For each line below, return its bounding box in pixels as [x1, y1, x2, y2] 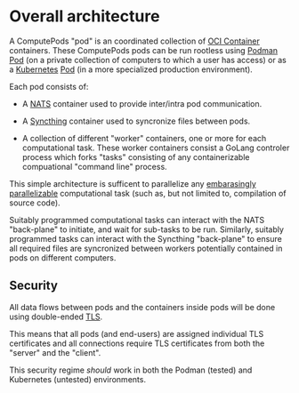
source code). [9, 197, 61, 208]
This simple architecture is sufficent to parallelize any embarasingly [9, 178, 256, 188]
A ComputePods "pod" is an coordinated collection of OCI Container [9, 36, 261, 46]
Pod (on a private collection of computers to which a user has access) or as [9, 54, 287, 65]
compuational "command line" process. [21, 161, 167, 172]
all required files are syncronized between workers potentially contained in [9, 243, 283, 253]
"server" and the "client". [9, 347, 101, 357]
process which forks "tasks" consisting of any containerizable [21, 151, 250, 162]
